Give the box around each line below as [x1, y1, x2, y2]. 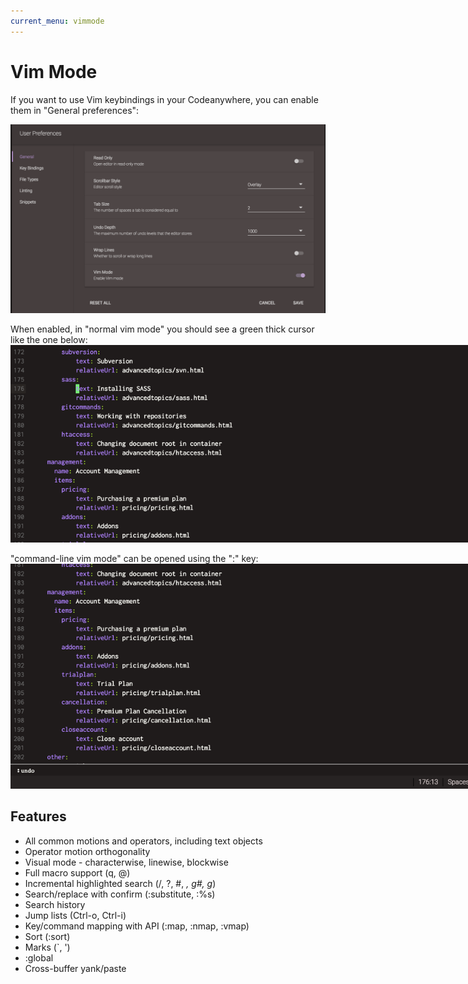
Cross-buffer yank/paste [24, 962, 127, 974]
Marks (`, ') [24, 941, 71, 953]
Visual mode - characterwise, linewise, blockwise [24, 856, 229, 868]
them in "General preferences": [10, 104, 140, 116]
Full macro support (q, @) [24, 866, 131, 879]
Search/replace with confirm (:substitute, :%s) [24, 888, 216, 900]
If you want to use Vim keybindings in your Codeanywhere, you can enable [10, 93, 319, 105]
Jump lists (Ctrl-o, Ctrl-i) [24, 909, 127, 921]
